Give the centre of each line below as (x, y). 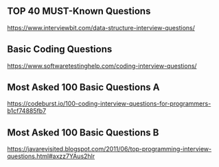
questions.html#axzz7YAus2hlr (51, 156)
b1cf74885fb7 (27, 111)
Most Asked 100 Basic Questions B (83, 132)
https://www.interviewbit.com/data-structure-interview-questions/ (101, 27)
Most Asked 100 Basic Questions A (83, 87)
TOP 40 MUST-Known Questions (79, 11)
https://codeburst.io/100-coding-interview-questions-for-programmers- (109, 104)
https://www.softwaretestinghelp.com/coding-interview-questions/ (102, 66)
